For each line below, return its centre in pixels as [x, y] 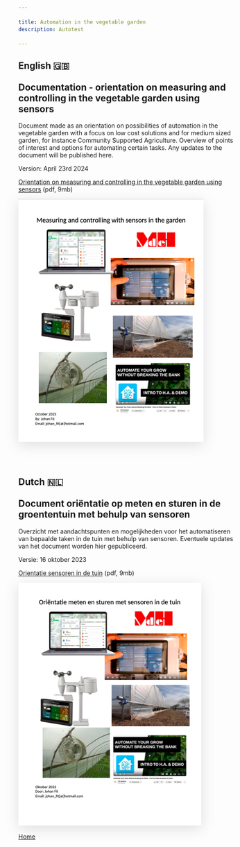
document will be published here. [66, 155]
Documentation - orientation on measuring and [122, 87]
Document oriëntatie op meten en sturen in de [120, 504]
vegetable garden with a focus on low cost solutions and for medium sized [125, 133]
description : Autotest [51, 29]
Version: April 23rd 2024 [53, 169]
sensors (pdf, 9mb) [46, 189]
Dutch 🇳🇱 [41, 482]
